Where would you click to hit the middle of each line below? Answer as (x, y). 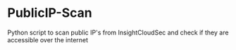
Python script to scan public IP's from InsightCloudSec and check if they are (118, 32)
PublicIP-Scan (50, 13)
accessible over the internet (48, 39)
